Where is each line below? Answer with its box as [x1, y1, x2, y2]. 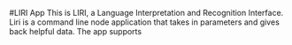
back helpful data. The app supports [9, 26, 142, 36]
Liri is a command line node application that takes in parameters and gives [9, 17, 280, 27]
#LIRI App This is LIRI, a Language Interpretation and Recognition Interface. [9, 8, 284, 18]
